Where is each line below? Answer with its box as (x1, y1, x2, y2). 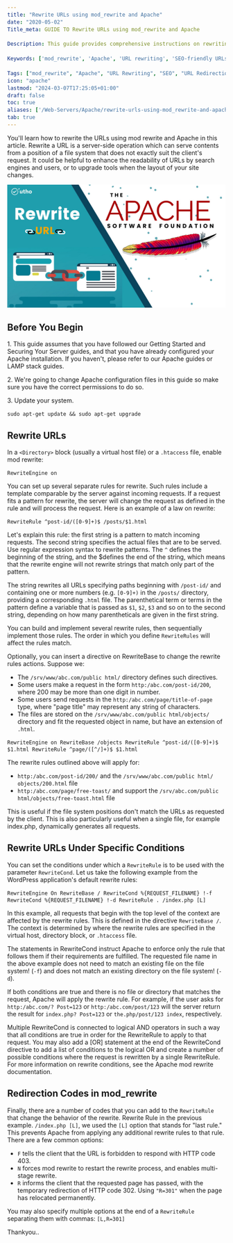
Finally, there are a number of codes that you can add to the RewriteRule (7, 1106, 214, 1114)
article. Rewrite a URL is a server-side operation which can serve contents (7, 141, 219, 149)
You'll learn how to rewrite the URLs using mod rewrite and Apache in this (7, 133, 218, 142)
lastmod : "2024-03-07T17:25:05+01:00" (7, 84, 119, 92)
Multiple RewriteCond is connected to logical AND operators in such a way (7, 1023, 221, 1032)
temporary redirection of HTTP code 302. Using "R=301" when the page (17, 1186, 223, 1194)
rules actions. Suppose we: (7, 660, 85, 667)
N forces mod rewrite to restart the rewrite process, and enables (17, 1164, 200, 1172)
